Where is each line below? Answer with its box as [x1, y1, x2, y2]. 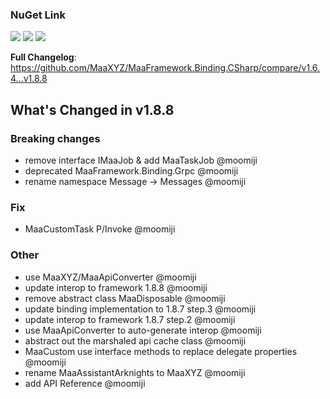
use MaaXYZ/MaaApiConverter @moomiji [24, 271, 197, 283]
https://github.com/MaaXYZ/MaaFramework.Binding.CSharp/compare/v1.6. [10, 62, 321, 74]
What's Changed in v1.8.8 [10, 101, 175, 118]
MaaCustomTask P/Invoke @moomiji [24, 223, 176, 235]
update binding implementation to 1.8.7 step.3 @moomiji [24, 303, 257, 315]
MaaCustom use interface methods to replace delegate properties [24, 345, 298, 357]
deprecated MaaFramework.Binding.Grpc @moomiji [24, 164, 239, 177]
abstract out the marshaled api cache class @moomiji [24, 334, 247, 347]
